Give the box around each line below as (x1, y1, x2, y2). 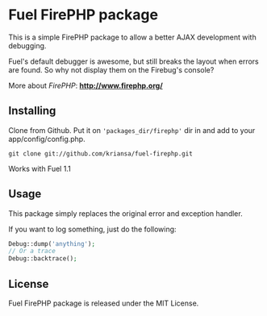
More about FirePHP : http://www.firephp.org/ (8, 81, 163, 90)
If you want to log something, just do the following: (8, 224, 177, 234)
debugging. (8, 40, 47, 50)
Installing (8, 104, 56, 118)
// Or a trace (8, 247, 56, 256)
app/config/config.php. (8, 134, 86, 143)
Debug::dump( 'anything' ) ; (8, 239, 95, 247)
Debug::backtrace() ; (8, 255, 78, 263)
